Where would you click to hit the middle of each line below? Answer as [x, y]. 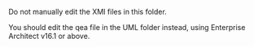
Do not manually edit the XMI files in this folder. [88, 12]
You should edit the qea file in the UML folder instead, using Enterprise [127, 27]
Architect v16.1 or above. [49, 36]
